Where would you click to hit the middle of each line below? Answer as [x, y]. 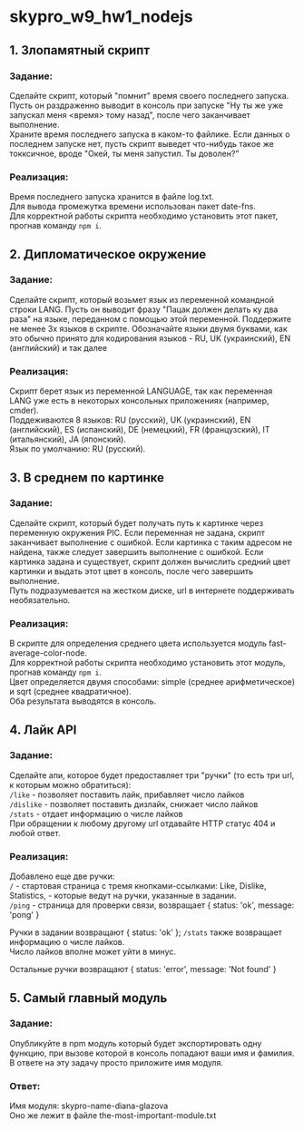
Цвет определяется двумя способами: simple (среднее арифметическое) [152, 682]
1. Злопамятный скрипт [80, 50]
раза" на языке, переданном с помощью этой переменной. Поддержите [151, 318]
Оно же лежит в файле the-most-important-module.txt [113, 1115]
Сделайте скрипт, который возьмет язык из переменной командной [142, 299]
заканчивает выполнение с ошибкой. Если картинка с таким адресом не [151, 542]
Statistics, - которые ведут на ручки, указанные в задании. [123, 896]
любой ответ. [35, 833]
